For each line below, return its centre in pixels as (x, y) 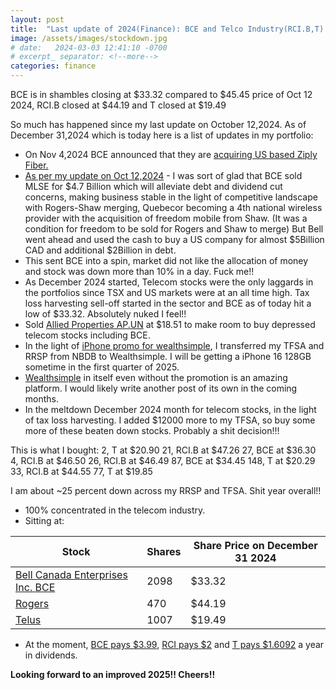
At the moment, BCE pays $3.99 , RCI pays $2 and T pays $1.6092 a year (174, 644)
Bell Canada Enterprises (71, 574)
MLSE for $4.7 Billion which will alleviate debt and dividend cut (153, 186)
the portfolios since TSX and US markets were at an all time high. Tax (167, 292)
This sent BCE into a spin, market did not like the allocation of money (166, 260)
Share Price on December (255, 545)
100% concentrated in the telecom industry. (115, 510)
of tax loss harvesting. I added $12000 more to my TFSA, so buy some (170, 420)
